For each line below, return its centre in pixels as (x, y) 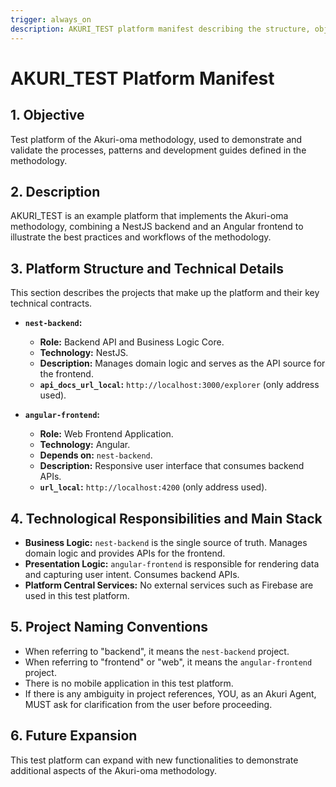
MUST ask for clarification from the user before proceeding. (148, 704)
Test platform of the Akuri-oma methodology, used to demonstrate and (156, 139)
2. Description (55, 191)
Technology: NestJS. (84, 353)
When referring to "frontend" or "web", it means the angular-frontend (168, 662)
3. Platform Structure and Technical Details (147, 268)
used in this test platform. (77, 595)
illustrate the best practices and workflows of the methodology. (141, 237)
